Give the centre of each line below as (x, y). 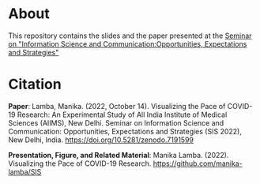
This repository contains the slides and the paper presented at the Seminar (130, 36)
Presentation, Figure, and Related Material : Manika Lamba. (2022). (119, 155)
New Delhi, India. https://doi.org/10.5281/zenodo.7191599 (101, 140)
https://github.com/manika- (198, 163)
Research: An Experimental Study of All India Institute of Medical (122, 115)
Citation (35, 84)
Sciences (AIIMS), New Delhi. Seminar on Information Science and (116, 122)
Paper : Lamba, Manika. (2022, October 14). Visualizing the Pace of (117, 106)
